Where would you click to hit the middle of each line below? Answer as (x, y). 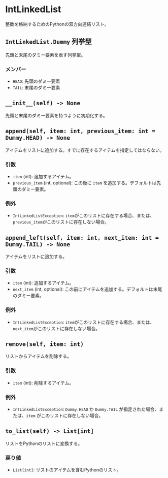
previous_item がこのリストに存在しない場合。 (61, 222)
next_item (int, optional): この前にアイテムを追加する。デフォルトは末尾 (87, 289)
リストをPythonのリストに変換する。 (44, 443)
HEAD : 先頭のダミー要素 (36, 81)
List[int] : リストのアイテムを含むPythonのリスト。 (67, 470)
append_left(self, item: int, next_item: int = (82, 237)
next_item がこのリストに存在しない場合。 (56, 328)
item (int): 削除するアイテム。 (43, 383)
